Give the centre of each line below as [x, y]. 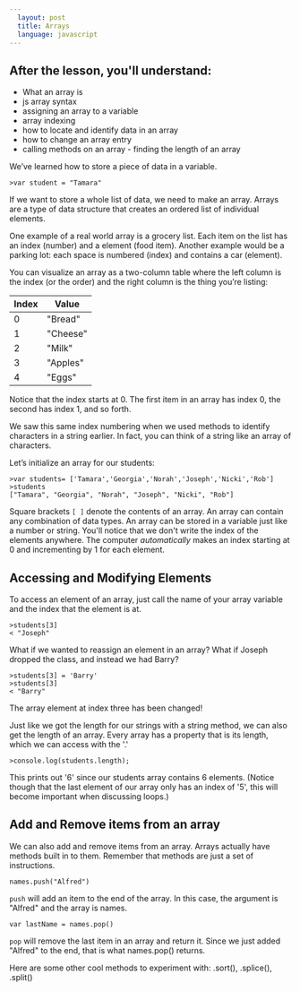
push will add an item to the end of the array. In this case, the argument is [144, 898]
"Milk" [60, 349]
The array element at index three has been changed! [106, 708]
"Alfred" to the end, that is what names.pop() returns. [107, 950]
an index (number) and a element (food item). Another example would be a [147, 246]
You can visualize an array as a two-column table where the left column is [146, 272]
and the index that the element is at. [75, 609]
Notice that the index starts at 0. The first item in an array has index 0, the [145, 400]
